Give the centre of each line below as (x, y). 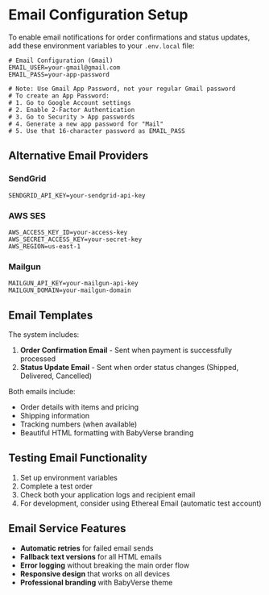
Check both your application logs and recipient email (108, 494)
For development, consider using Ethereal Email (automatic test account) (141, 503)
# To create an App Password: (59, 96)
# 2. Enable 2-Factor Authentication (72, 110)
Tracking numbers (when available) (79, 424)
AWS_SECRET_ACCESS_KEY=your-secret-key (75, 239)
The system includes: (44, 335)
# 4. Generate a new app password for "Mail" (86, 124)
